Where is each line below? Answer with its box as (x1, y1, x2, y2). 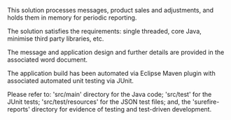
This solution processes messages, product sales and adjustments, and (7, 6, 214, 14)
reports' (7, 105, 30, 113)
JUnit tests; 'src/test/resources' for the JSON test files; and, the (7, 98, 191, 106)
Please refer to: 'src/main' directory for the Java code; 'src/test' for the (7, 91, 212, 98)
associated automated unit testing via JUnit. (7, 76, 134, 85)
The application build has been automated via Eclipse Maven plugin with (7, 69, 216, 77)
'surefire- (192, 98, 220, 106)
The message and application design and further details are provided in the (7, 48, 225, 56)
